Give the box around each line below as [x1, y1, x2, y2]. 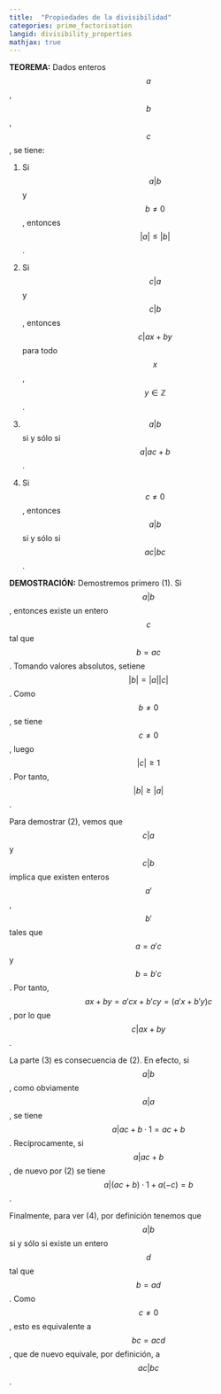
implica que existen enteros [9, 871, 110, 882]
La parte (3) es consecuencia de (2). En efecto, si [9, 1055, 190, 1065]
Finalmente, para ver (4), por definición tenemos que [9, 1211, 202, 1221]
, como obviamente [9, 1082, 80, 1094]
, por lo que [9, 1011, 51, 1021]
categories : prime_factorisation [9, 21, 133, 30]
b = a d [135, 1280, 162, 1290]
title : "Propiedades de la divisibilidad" [9, 12, 172, 22]
